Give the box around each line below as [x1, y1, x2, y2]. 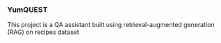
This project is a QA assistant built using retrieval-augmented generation [7, 21, 215, 29]
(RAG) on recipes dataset [7, 28, 80, 36]
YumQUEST [7, 5, 48, 15]
